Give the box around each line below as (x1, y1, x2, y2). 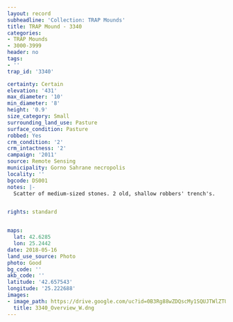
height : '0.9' (7, 107, 49, 114)
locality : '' (7, 170, 45, 177)
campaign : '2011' (7, 152, 58, 159)
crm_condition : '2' (7, 138, 64, 145)
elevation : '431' (7, 87, 58, 94)
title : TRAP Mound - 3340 (7, 23, 82, 30)
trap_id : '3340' (7, 68, 54, 75)
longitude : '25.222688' (7, 285, 76, 292)
